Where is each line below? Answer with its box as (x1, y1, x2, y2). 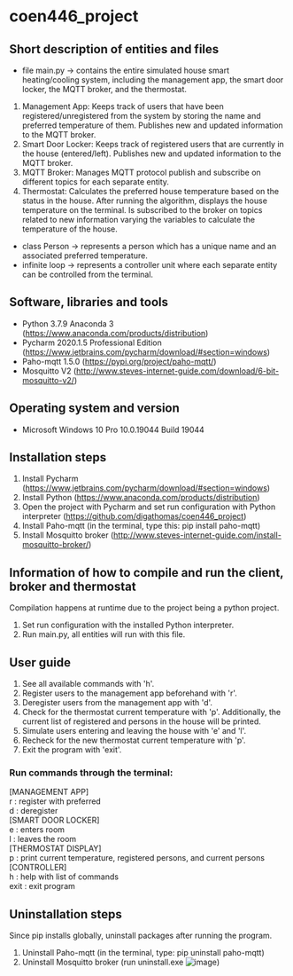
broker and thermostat (9, 579, 136, 594)
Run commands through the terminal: (9, 766, 173, 778)
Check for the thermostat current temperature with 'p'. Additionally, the (21, 707, 281, 718)
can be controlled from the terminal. (21, 269, 153, 279)
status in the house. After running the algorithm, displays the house (21, 195, 268, 206)
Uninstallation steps (9, 907, 122, 922)
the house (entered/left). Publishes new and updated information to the (21, 148, 281, 159)
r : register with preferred (9, 796, 102, 807)
